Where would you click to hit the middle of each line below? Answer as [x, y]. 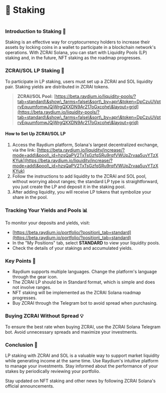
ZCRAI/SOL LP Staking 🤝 [35, 71]
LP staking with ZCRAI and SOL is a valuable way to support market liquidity [82, 355]
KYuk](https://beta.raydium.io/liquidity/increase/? [62, 160]
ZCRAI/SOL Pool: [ [36, 96]
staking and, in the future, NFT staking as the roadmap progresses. [73, 58]
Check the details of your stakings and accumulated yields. [73, 248]
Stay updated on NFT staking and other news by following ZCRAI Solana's [80, 381]
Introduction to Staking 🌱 [36, 31]
